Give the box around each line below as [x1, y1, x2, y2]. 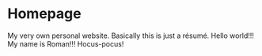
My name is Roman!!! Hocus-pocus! [7, 39, 124, 48]
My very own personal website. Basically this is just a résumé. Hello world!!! [7, 31, 255, 40]
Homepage [7, 5, 82, 23]
